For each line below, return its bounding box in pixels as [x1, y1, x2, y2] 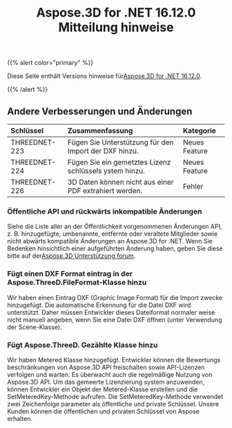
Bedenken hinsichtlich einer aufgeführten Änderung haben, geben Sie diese [7, 244, 223, 253]
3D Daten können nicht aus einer [67, 178, 174, 187]
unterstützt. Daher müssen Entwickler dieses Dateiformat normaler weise [7, 308, 215, 316]
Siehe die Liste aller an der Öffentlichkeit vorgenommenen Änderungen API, [7, 223, 222, 231]
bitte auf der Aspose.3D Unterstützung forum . [7, 252, 136, 260]
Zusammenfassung [67, 126, 133, 136]
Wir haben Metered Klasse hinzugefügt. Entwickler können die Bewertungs [7, 355, 221, 364]
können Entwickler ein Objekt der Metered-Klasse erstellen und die [7, 385, 198, 393]
